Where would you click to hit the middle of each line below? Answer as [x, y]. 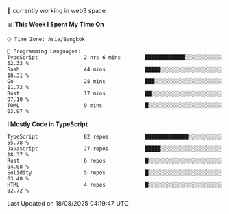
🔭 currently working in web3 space [57, 11]
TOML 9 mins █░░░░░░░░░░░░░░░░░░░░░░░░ [115, 106]
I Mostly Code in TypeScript [47, 124]
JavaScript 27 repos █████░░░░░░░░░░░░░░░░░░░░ [115, 149]
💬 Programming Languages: [44, 51]
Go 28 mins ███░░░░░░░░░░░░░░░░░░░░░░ [115, 82]
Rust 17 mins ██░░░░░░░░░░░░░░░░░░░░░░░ [115, 93]
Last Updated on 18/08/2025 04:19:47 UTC [68, 203]
